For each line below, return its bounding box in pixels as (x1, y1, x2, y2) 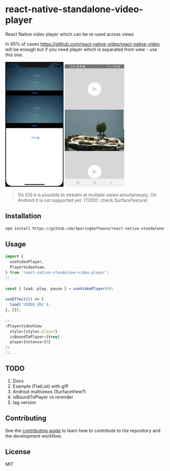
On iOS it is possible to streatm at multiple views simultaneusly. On (17, 192, 157, 198)
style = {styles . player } (10, 329, 58, 334)
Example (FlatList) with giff (12, 383, 69, 389)
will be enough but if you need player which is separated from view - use (5, 46, 157, 52)
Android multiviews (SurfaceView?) (12, 388, 86, 394)
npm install (5, 226, 30, 231)
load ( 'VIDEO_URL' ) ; (10, 302, 51, 307)
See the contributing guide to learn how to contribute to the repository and (5, 427, 161, 433)
